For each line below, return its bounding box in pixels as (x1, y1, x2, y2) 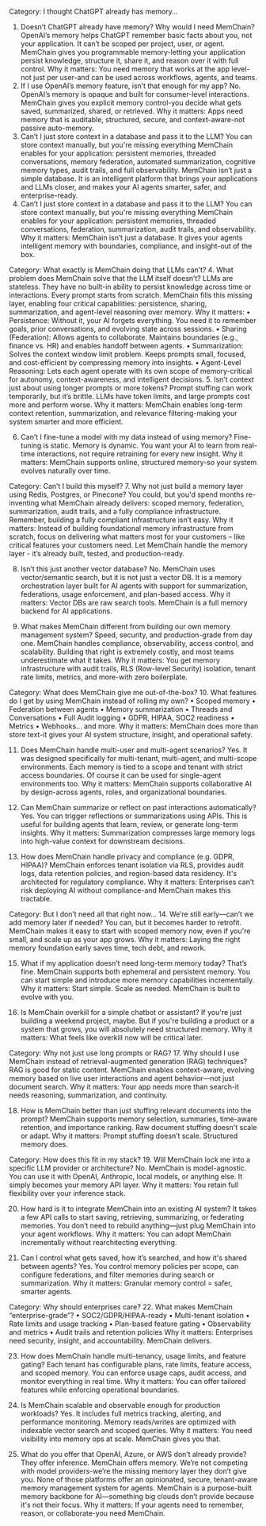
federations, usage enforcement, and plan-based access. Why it (20, 590, 231, 598)
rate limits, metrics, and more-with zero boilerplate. (20, 672, 188, 682)
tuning (20, 440, 42, 450)
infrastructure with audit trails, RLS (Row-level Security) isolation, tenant (20, 664, 256, 673)
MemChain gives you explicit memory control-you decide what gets (20, 98, 242, 107)
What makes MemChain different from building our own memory (20, 622, 231, 631)
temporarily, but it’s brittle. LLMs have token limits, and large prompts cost (9, 392, 250, 401)
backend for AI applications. (20, 606, 113, 616)
